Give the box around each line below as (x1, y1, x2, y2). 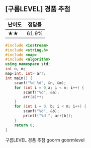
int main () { (5, 75, 33, 81)
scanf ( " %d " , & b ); (23, 109, 59, 114)
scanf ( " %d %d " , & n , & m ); (14, 80, 66, 85)
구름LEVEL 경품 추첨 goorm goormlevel (5, 137, 85, 143)
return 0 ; (14, 123, 35, 128)
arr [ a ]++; (23, 94, 44, 100)
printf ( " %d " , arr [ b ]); (23, 113, 73, 118)
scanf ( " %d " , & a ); (23, 90, 59, 95)
